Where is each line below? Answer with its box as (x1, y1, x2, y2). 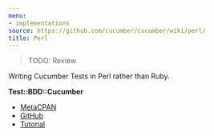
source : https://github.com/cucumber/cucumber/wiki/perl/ (8, 26, 206, 34)
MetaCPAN (19, 102, 57, 112)
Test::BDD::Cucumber (8, 87, 84, 97)
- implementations (8, 19, 70, 27)
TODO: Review (27, 56, 77, 66)
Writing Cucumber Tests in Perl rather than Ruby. (8, 71, 170, 81)
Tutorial (19, 119, 46, 129)
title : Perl (8, 34, 48, 42)
